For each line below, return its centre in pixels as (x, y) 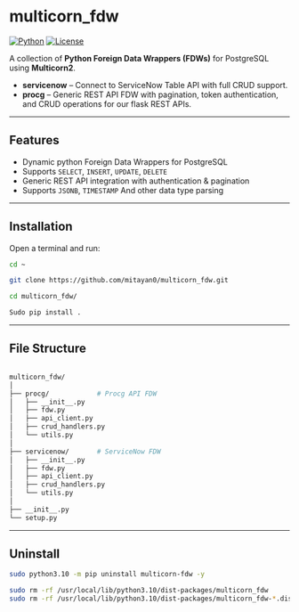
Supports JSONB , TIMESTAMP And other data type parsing (123, 190)
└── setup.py (33, 518)
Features (34, 140)
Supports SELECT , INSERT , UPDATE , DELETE (94, 171)
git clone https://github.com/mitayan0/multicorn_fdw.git (119, 281)
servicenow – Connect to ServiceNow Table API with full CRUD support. (155, 85)
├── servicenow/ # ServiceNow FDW (85, 452)
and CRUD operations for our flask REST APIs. (107, 103)
